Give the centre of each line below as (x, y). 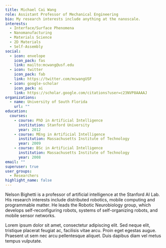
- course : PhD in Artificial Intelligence (58, 120)
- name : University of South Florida (49, 102)
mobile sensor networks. (30, 216)
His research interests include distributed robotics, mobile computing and (80, 200)
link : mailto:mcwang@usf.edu (44, 65)
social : (13, 51)
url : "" (22, 107)
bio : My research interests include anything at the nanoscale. (73, 19)
